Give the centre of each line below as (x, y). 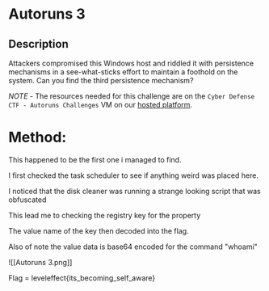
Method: (38, 137)
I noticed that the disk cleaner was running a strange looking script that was (134, 191)
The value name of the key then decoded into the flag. (99, 230)
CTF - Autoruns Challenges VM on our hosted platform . (100, 105)
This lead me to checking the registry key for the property (105, 215)
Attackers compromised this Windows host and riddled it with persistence (131, 63)
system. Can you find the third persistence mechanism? (101, 80)
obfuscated (27, 200)
